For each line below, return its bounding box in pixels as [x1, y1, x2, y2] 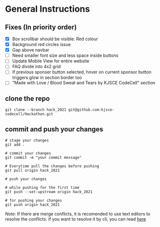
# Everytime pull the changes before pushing [5, 164, 99, 169]
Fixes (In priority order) [5, 23, 77, 31]
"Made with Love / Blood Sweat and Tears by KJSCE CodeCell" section [12, 80, 156, 86]
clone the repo [5, 94, 50, 102]
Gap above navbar [12, 47, 50, 53]
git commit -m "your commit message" [5, 155, 82, 160]
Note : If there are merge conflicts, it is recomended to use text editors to [5, 211, 150, 217]
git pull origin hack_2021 [5, 168, 60, 173]
